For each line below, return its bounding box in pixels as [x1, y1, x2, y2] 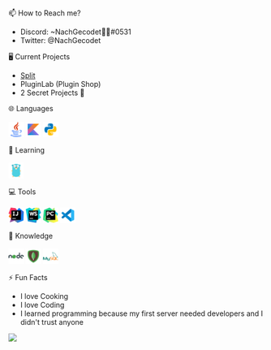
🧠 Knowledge [8, 231, 54, 240]
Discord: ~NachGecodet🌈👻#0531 [19, 27, 131, 37]
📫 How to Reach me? [8, 8, 81, 18]
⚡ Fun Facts [8, 273, 48, 282]
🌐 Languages [8, 104, 54, 113]
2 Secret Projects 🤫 [19, 88, 85, 97]
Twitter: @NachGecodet [19, 36, 101, 45]
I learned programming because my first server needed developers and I [19, 309, 264, 318]
